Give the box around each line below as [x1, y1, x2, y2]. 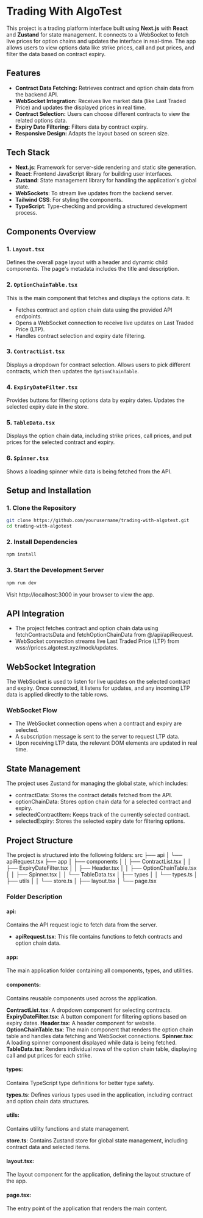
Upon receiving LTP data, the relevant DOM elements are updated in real [15, 739, 198, 747]
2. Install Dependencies [6, 538, 78, 546]
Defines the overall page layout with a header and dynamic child [6, 259, 168, 266]
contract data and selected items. [6, 1144, 91, 1150]
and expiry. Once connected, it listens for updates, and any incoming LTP [6, 684, 190, 692]
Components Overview [6, 226, 96, 237]
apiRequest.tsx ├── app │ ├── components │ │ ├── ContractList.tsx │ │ [6, 858, 191, 865]
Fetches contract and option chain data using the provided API [15, 306, 173, 313]
